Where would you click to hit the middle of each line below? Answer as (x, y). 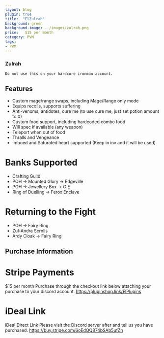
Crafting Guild (26, 176)
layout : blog (18, 10)
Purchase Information (39, 251)
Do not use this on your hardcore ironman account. (59, 74)
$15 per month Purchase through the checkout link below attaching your (78, 286)
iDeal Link (26, 311)
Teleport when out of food (39, 132)
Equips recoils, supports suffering (46, 106)
